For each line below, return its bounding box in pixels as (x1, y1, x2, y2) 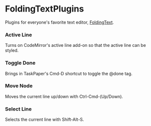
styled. (5, 47, 19, 54)
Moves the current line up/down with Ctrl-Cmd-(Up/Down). (5, 93, 123, 99)
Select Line (5, 105, 32, 112)
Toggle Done (5, 59, 36, 66)
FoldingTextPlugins (5, 3, 84, 14)
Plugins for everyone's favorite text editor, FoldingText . (5, 19, 114, 25)
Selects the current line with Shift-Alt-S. (5, 117, 84, 123)
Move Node (5, 83, 33, 89)
